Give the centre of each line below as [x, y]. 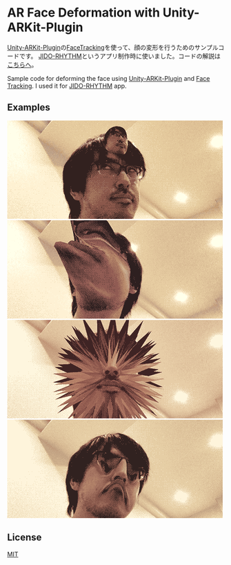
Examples [29, 107]
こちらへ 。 [22, 64]
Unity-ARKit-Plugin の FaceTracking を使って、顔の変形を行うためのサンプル [113, 47]
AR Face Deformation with [84, 13]
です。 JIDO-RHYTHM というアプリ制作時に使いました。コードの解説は [120, 56]
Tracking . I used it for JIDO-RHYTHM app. [67, 86]
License [24, 538]
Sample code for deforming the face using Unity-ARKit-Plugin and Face [109, 78]
